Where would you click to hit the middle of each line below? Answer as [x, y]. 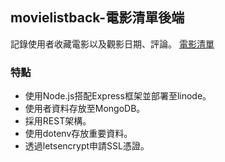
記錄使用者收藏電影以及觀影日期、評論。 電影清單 [112, 44]
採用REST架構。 [58, 121]
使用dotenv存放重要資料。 [78, 134]
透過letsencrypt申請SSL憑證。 [87, 146]
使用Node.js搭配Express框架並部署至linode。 [118, 96]
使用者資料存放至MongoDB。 [85, 109]
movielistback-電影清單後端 [97, 18]
